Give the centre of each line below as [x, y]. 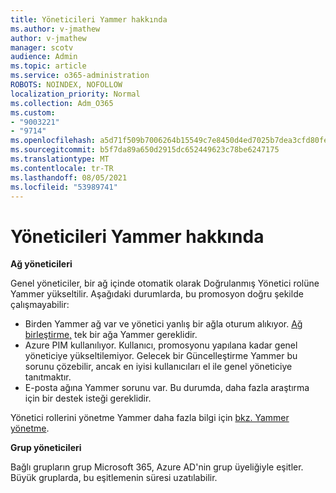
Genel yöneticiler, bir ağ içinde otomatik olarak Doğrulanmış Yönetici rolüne [165, 283]
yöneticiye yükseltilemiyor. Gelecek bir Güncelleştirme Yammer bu [161, 356]
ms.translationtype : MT [60, 159]
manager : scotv [42, 47]
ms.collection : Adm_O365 [62, 103]
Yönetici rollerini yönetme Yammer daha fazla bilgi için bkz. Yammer [150, 418]
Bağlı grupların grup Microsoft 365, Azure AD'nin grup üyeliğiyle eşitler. [157, 467]
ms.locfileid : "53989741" [64, 187]
